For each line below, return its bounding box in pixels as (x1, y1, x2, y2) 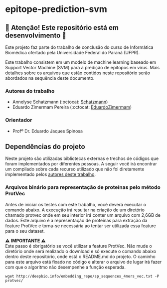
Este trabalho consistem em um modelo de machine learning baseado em (5, 59, 157, 65)
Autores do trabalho (5, 87, 55, 94)
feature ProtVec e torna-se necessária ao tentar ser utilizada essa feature (5, 223, 156, 229)
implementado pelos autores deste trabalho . (5, 171, 96, 177)
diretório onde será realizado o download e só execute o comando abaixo (5, 248, 157, 254)
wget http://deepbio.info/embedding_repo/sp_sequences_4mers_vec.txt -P (5, 274, 160, 279)
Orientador (5, 117, 32, 124)
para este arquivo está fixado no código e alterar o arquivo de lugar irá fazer (5, 259, 162, 265)
